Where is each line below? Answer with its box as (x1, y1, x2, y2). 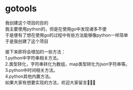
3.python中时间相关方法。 (5, 67, 58, 73)
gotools (5, 3, 37, 14)
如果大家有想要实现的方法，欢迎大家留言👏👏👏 (5, 79, 96, 85)
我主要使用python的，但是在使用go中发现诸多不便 (5, 26, 107, 32)
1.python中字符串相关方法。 (5, 55, 62, 60)
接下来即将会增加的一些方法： (5, 49, 66, 55)
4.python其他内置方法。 (5, 73, 54, 79)
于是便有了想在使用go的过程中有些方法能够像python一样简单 (5, 32, 128, 38)
